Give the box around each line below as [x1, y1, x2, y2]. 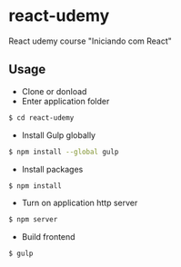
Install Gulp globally [21, 129, 96, 141]
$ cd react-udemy [8, 113, 75, 123]
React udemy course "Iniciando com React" [8, 35, 172, 46]
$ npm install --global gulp [8, 147, 119, 156]
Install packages [21, 163, 84, 174]
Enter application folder [21, 95, 110, 106]
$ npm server [8, 215, 58, 224]
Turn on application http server [21, 197, 138, 209]
